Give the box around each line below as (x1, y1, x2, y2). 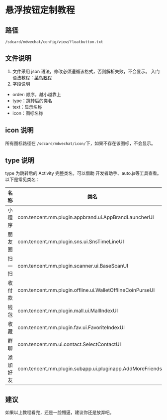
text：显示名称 (12, 104, 42, 110)
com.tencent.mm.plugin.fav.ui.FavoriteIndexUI (17, 324, 125, 331)
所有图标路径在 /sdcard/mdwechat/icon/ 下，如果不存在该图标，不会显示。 (5, 140, 156, 146)
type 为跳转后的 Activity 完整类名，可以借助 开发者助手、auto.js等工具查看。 (5, 170, 162, 176)
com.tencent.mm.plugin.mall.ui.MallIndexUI (17, 307, 118, 314)
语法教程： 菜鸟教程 (12, 74, 52, 80)
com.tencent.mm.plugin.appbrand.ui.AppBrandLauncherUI (17, 214, 154, 221)
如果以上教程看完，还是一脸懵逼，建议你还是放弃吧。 (5, 410, 114, 416)
